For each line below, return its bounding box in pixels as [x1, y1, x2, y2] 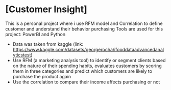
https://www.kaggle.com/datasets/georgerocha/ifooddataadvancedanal [12, 46, 164, 52]
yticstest [12, 52, 31, 58]
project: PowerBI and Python [5, 31, 66, 37]
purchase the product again [12, 73, 71, 79]
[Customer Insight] [5, 4, 88, 15]
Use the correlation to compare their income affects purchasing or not [12, 79, 160, 85]
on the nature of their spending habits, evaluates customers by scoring [12, 63, 162, 69]
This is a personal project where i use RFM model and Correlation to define [5, 20, 163, 26]
